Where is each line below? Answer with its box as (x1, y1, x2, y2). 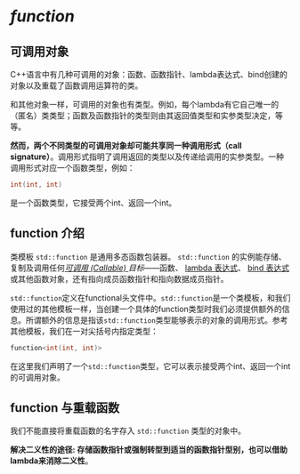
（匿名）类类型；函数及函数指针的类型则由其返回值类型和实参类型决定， (10, 110, 275, 121)
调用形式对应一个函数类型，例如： (10, 163, 135, 173)
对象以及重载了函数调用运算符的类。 (10, 80, 143, 91)
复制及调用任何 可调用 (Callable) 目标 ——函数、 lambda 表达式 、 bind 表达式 (10, 262, 290, 273)
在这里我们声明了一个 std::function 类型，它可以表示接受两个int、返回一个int (10, 360, 291, 371)
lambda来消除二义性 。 (10, 455, 93, 466)
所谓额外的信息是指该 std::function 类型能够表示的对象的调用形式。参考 (25, 314, 288, 325)
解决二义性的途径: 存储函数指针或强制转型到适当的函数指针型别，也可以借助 (10, 445, 288, 455)
